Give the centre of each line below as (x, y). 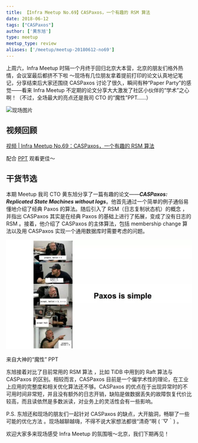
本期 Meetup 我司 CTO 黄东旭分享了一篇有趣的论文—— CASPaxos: (87, 194)
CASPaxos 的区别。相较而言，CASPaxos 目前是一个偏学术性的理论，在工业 (97, 379)
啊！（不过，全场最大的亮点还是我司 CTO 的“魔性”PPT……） (79, 97)
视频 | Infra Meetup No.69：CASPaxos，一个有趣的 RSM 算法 (80, 146)
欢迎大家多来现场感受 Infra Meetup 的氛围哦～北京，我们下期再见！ (88, 434)
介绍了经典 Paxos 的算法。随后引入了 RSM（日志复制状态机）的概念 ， (102, 209)
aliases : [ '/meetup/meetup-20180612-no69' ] (60, 50)
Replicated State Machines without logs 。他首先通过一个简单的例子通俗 (95, 201)
